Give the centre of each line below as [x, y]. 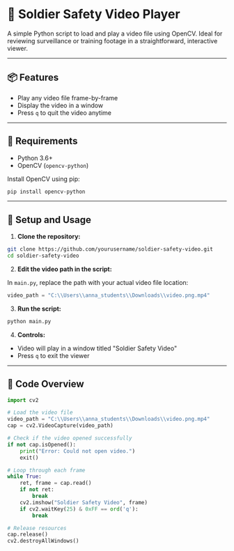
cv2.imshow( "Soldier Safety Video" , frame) [84, 502]
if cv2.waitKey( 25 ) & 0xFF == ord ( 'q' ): [79, 509]
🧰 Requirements [42, 141]
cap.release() [28, 535]
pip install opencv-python [46, 192]
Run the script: [39, 309]
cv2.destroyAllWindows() [43, 541]
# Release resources [37, 528]
